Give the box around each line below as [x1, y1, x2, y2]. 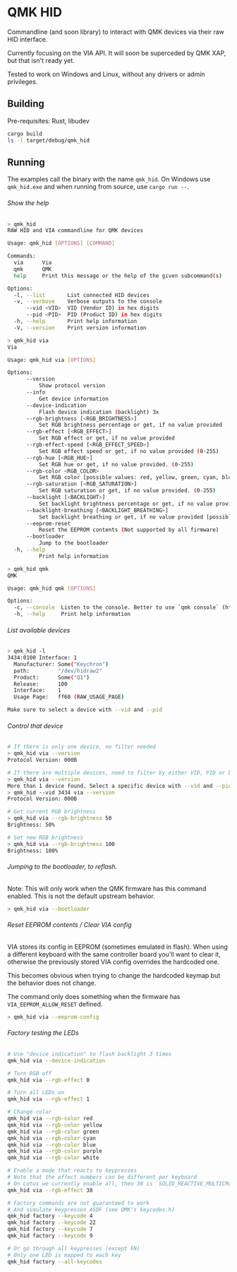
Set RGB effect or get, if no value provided [38, 435, 175, 442]
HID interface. [7, 35, 48, 43]
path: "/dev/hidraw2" [13, 667, 102, 674]
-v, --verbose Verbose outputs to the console [13, 298, 162, 305]
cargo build [7, 130, 42, 138]
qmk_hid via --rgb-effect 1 [7, 1096, 90, 1103]
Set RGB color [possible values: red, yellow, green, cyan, [38, 474, 219, 481]
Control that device [7, 721, 63, 730]
